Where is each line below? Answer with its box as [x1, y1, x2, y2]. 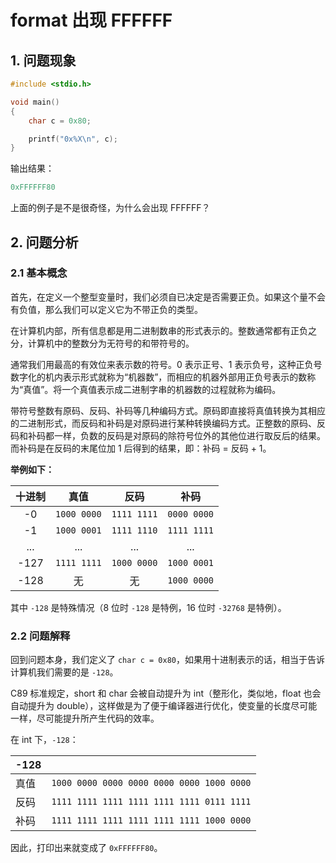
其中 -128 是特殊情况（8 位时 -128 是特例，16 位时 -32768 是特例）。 [10, 601, 287, 613]
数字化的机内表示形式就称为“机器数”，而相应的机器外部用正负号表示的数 [10, 371, 308, 383]
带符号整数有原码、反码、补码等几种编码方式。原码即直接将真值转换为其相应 [10, 404, 326, 416]
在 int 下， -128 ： [10, 734, 79, 746]
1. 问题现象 [10, 52, 77, 69]
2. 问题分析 [10, 234, 79, 251]
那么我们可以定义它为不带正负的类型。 [44, 303, 203, 315]
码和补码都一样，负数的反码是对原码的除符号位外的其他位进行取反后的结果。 [10, 429, 326, 441]
